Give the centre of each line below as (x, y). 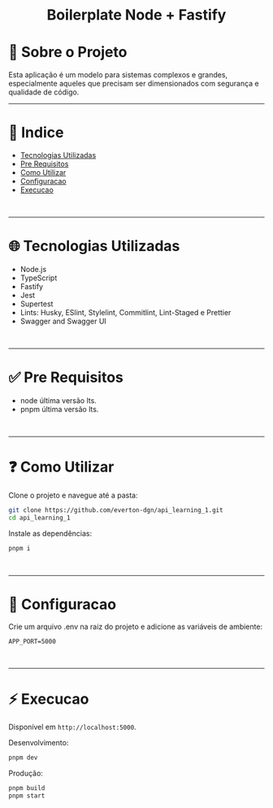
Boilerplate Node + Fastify (136, 15)
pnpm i (19, 548)
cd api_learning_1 (39, 518)
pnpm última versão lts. (59, 409)
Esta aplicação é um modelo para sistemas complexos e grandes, (118, 75)
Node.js (33, 269)
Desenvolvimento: (39, 743)
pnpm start (27, 796)
